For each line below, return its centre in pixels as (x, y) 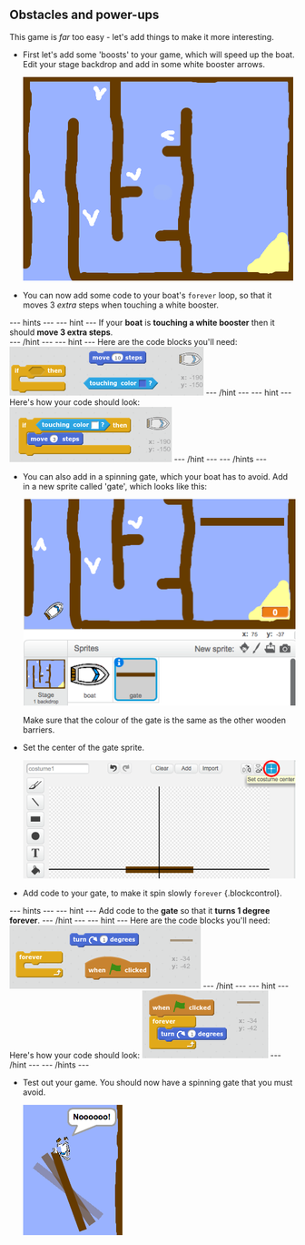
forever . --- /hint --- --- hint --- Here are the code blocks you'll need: (140, 921)
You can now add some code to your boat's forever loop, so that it (147, 295)
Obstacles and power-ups (84, 15)
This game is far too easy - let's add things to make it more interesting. (142, 36)
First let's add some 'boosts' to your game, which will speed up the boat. (158, 55)
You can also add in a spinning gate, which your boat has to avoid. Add (155, 476)
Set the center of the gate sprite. (84, 748)
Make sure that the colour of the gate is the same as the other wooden (154, 720)
